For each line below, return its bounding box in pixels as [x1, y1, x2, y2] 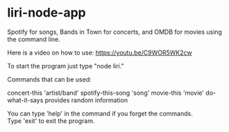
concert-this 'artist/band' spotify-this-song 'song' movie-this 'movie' [7, 88, 205, 97]
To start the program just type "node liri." [7, 62, 124, 70]
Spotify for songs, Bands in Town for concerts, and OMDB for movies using [7, 28, 222, 36]
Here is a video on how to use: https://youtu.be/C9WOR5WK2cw [7, 48, 192, 57]
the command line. [7, 35, 60, 43]
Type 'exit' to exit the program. [7, 116, 95, 125]
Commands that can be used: [7, 75, 92, 84]
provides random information [44, 95, 128, 104]
